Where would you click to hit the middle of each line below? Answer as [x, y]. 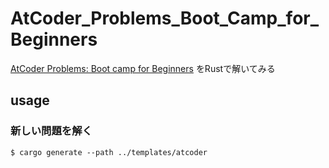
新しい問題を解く [51, 131]
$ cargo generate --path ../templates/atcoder [109, 152]
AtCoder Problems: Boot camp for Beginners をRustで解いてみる [143, 68]
